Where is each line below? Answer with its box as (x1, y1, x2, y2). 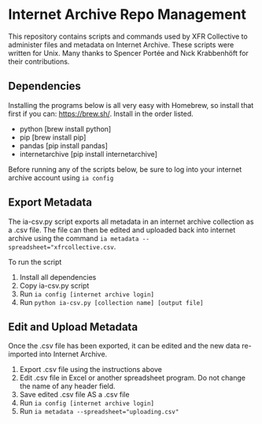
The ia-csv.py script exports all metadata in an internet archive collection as (8, 217, 254, 226)
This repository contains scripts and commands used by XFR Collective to (8, 32, 248, 41)
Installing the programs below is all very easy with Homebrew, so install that (8, 100, 254, 110)
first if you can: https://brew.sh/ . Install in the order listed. (8, 109, 194, 118)
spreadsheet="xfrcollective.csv (8, 243, 114, 251)
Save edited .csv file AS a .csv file (19, 390, 130, 400)
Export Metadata (8, 195, 93, 210)
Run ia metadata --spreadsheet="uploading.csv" (19, 407, 179, 416)
